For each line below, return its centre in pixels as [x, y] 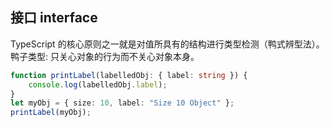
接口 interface [54, 18]
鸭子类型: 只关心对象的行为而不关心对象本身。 [105, 56]
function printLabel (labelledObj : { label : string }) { [129, 75]
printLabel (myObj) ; [51, 113]
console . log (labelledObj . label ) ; [98, 84]
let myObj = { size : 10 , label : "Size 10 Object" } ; [122, 103]
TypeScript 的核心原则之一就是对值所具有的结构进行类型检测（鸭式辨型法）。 [167, 44]
